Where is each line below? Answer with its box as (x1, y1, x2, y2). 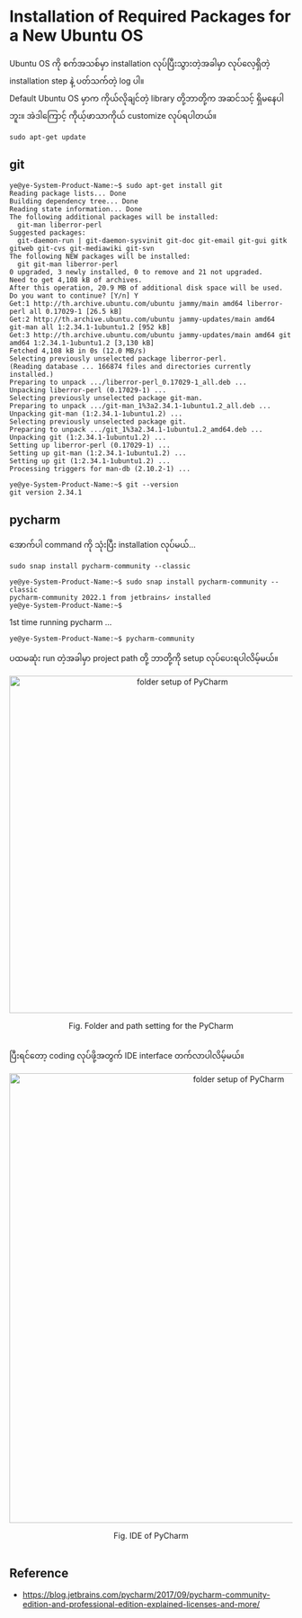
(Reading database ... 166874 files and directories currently (9, 362, 252, 371)
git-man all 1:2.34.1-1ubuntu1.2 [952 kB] (9, 322, 171, 332)
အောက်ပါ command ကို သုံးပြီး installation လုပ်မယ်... (9, 539, 196, 550)
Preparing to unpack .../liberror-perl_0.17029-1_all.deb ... (9, 378, 247, 387)
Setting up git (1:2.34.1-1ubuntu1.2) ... (9, 456, 171, 465)
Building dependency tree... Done (9, 196, 139, 206)
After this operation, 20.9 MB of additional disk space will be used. (9, 283, 283, 292)
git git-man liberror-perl (17, 259, 119, 269)
